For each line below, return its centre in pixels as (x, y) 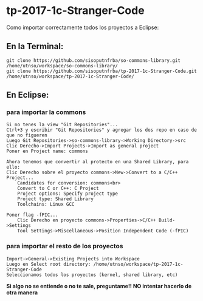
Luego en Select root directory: (49, 264)
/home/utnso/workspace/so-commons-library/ (62, 66)
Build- (167, 220)
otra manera (22, 293)
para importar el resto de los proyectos (65, 246)
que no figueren (27, 135)
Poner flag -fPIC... (33, 215)
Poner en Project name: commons (47, 151)
